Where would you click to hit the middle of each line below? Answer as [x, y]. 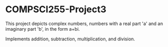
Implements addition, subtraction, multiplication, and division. [70, 39]
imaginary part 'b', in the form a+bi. [43, 29]
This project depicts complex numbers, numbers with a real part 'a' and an [84, 24]
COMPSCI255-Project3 [56, 9]
